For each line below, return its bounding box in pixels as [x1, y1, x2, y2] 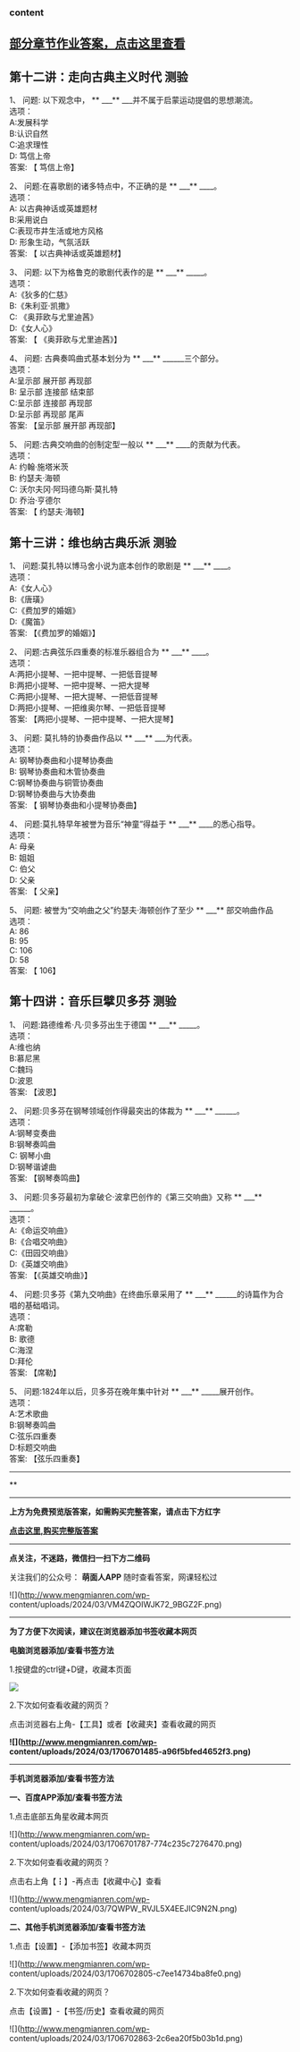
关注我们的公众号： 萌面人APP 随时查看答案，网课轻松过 [9, 1572, 218, 1582]
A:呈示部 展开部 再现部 [9, 376, 92, 386]
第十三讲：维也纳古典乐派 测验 [9, 535, 177, 550]
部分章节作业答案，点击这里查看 [9, 36, 186, 51]
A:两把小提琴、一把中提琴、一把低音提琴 [9, 668, 158, 679]
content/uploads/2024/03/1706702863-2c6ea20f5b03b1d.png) [9, 2032, 244, 2043]
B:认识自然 [9, 128, 49, 140]
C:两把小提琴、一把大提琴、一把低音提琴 [9, 691, 159, 701]
